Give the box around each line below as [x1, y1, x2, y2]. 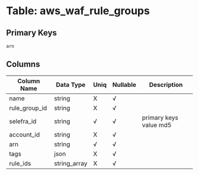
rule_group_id [9, 103, 47, 112]
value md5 [142, 121, 172, 129]
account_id [9, 130, 40, 138]
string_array [54, 159, 88, 167]
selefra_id [9, 117, 37, 125]
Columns [6, 59, 40, 69]
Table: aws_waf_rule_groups [6, 4, 150, 18]
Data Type [56, 80, 86, 89]
